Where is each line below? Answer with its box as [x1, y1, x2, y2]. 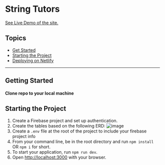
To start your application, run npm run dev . [12, 149, 98, 155]
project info [12, 133, 36, 139]
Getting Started [5, 76, 54, 85]
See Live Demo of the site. [5, 20, 58, 26]
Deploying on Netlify [12, 58, 54, 64]
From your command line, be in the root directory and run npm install [12, 138, 154, 144]
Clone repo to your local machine [5, 90, 74, 96]
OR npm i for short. [12, 144, 51, 150]
